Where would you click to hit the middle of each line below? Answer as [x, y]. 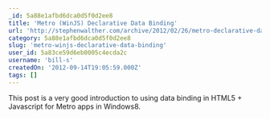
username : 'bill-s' [41, 61]
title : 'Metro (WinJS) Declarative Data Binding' [93, 23]
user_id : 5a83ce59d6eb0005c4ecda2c [68, 53]
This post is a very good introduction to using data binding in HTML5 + [125, 97]
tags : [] [23, 75]
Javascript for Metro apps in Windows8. [75, 106]
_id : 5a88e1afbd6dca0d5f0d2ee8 [61, 16]
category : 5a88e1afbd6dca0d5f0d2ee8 [70, 38]
